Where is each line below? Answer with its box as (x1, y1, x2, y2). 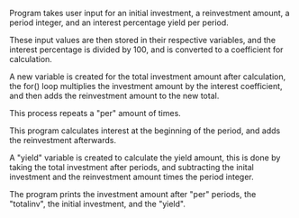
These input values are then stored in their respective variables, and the (9, 35, 276, 45)
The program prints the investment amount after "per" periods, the (9, 189, 257, 199)
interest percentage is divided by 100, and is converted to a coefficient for (9, 44, 284, 55)
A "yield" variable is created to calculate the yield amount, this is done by (9, 152, 281, 163)
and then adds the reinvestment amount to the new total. (9, 90, 220, 101)
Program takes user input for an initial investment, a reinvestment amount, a (9, 8, 290, 18)
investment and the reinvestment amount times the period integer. (9, 171, 254, 182)
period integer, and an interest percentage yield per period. (9, 17, 230, 28)
